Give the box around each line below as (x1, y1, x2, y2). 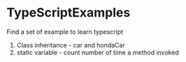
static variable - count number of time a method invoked (16, 48, 179, 56)
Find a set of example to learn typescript (6, 28, 124, 36)
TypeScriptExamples (6, 5, 131, 21)
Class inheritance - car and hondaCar (16, 41, 125, 49)
